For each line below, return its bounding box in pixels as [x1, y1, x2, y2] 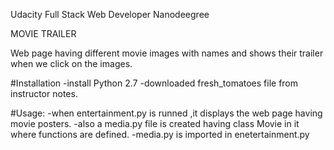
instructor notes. [10, 88, 78, 99]
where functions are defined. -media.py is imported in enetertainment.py [10, 129, 310, 140]
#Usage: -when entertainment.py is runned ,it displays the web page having [10, 107, 323, 119]
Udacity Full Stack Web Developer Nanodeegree [10, 9, 210, 20]
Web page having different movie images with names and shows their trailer [10, 47, 324, 59]
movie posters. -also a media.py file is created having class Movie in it [10, 118, 300, 129]
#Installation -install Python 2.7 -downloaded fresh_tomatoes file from [10, 77, 299, 89]
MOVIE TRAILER [10, 28, 77, 39]
